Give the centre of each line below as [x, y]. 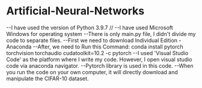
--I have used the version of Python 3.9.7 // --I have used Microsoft [90, 28]
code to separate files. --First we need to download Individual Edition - [94, 40]
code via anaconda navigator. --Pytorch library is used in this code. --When [100, 66]
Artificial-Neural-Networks [75, 11]
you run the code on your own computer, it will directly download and [92, 72]
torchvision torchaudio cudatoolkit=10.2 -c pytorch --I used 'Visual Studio [97, 53]
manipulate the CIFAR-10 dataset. [47, 78]
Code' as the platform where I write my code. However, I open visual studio [99, 59]
